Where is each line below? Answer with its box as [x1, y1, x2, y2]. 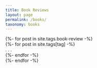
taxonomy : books [5, 21, 40, 27]
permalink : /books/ [5, 17, 47, 22]
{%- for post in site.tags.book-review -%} [5, 36, 93, 42]
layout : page [5, 12, 33, 17]
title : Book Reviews [5, 7, 50, 13]
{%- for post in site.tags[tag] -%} [5, 41, 76, 48]
